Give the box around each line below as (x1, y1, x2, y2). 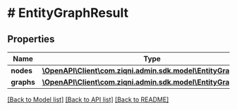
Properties (7, 33, 55, 45)
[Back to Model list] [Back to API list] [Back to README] (7, 95, 169, 104)
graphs (11, 78, 35, 87)
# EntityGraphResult (7, 5, 129, 21)
